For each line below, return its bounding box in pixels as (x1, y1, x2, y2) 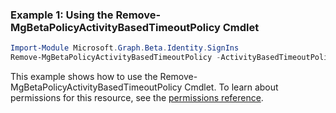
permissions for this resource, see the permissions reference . (10, 92, 264, 104)
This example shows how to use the (10, 71, 158, 83)
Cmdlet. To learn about (184, 81, 279, 93)
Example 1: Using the (10, 8, 114, 22)
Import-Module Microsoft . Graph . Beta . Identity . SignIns (10, 43, 240, 53)
